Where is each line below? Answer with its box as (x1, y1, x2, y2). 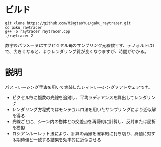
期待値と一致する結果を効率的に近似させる (16, 136, 102, 143)
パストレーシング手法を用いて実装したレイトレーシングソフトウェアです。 (5, 84, 153, 90)
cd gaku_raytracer (5, 25, 42, 29)
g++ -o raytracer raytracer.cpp (5, 29, 70, 34)
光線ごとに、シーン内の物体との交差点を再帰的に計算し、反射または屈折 (12, 118, 156, 124)
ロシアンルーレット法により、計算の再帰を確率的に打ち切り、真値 (12, 131, 143, 136)
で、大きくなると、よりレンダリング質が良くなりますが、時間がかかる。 (5, 48, 149, 54)
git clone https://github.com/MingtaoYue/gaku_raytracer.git (5, 20, 131, 26)
